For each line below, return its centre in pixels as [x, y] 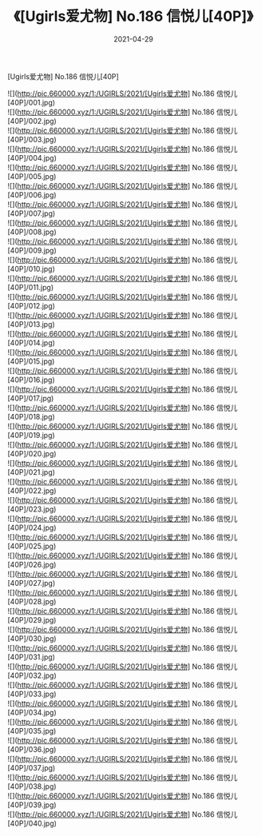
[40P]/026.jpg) [32, 564]
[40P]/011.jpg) [30, 287]
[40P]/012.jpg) [31, 305]
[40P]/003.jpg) [32, 139]
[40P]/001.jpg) [32, 102]
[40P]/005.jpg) [32, 176]
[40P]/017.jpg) [31, 398]
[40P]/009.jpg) [32, 250]
